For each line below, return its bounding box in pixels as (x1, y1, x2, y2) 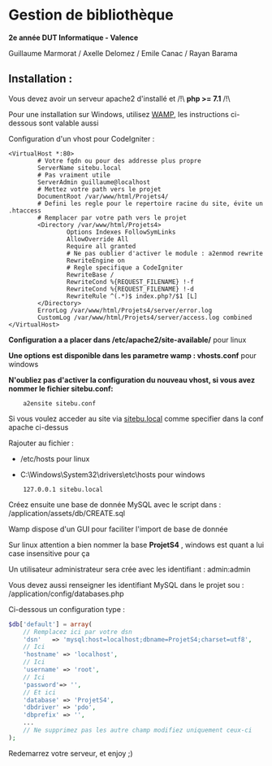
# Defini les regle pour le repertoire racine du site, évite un (37, 199, 264, 208)
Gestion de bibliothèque (8, 6, 174, 24)
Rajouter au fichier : (8, 438, 75, 448)
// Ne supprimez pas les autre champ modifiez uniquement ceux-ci (23, 726, 253, 734)
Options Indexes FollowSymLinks (66, 228, 176, 236)
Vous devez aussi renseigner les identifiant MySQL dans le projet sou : (8, 580, 244, 589)
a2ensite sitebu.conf (23, 399, 96, 408)
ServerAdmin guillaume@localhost (37, 177, 151, 186)
